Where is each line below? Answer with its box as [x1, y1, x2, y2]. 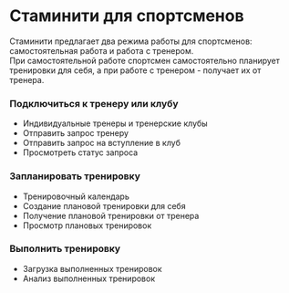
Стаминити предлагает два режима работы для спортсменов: [9, 36, 253, 47]
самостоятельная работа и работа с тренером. [9, 45, 194, 56]
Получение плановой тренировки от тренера [22, 210, 200, 221]
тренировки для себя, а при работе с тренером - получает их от [9, 65, 262, 76]
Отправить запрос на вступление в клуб [22, 138, 181, 149]
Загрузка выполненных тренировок [22, 263, 162, 274]
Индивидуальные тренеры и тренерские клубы [22, 118, 208, 129]
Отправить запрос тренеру [22, 128, 129, 139]
